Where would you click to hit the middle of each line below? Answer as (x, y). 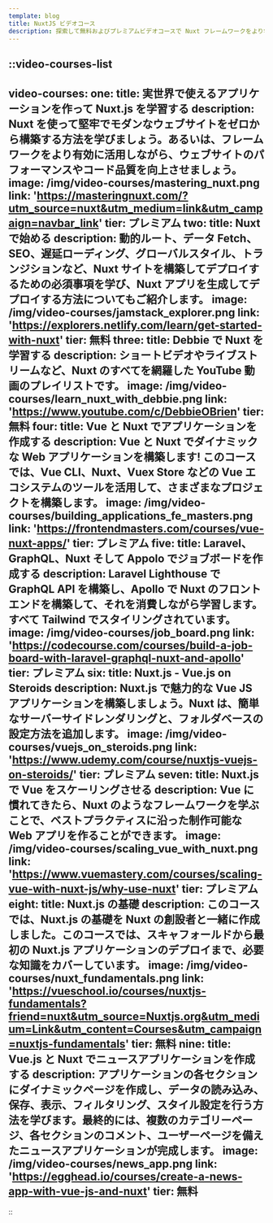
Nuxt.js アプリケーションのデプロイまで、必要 (148, 950)
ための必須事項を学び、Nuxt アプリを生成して (134, 284)
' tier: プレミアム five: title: (134, 544)
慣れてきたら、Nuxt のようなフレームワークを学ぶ (134, 805)
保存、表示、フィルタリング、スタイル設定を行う (131, 1105)
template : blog (34, 16)
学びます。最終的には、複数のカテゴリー (130, 1120)
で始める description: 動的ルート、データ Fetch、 (133, 239)
